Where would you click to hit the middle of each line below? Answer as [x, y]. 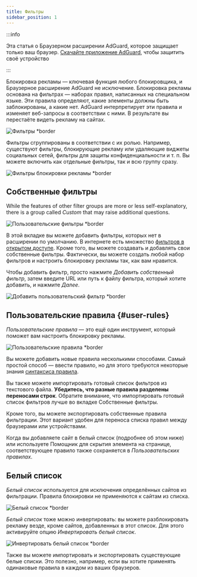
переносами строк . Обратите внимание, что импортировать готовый [95, 396]
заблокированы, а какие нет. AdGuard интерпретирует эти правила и [94, 107]
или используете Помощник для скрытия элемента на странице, [89, 444]
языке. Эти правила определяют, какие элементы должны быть [88, 100]
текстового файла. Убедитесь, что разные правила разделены [87, 389]
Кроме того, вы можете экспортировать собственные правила [86, 414]
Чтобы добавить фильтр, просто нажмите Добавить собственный [90, 272]
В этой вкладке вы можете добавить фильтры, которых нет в [84, 235]
